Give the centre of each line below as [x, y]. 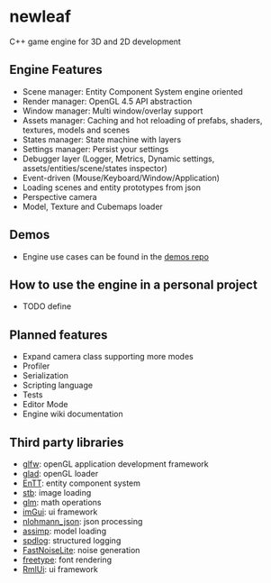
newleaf [41, 17]
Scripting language [57, 386]
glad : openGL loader [60, 474]
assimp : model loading [64, 531]
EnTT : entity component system [81, 483]
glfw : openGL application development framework [115, 464]
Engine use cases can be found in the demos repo [116, 256]
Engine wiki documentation [72, 414]
